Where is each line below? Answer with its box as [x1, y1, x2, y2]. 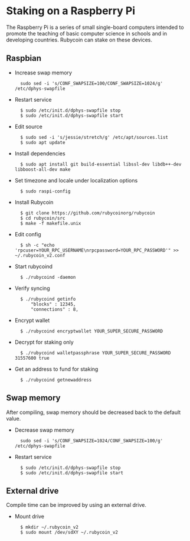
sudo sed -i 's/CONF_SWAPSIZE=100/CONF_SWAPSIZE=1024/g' [20, 80, 163, 86]
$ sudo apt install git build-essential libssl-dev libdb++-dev [20, 161, 182, 167]
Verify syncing [14, 285, 50, 292]
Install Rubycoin [14, 198, 54, 206]
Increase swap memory [14, 69, 73, 76]
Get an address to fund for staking [14, 365, 99, 373]
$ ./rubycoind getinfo [20, 296, 76, 302]
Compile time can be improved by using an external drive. [6, 501, 146, 509]
